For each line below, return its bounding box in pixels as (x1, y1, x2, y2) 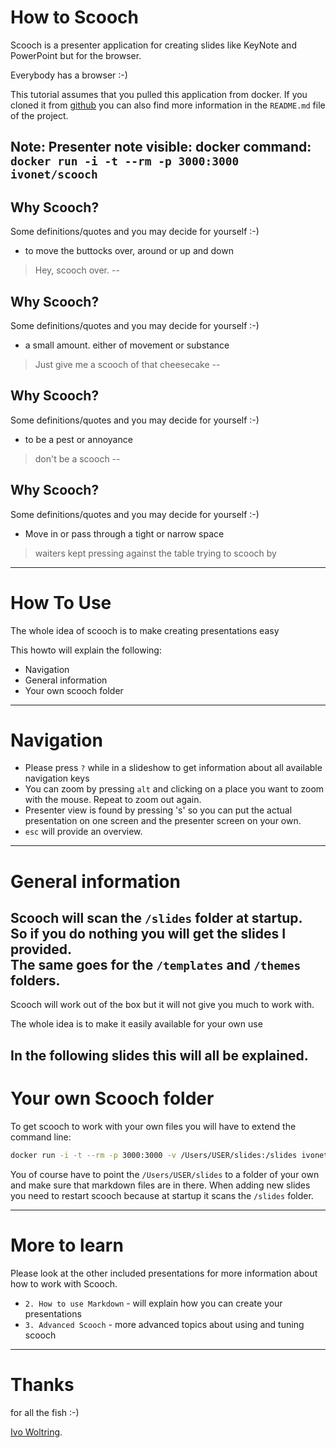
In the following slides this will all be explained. (10, 1047, 309, 1064)
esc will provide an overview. (24, 826, 143, 838)
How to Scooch (10, 6, 139, 29)
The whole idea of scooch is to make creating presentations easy (10, 624, 280, 636)
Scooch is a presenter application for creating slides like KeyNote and (10, 39, 297, 51)
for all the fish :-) (10, 1406, 80, 1418)
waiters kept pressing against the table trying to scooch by (34, 547, 277, 559)
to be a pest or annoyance (24, 433, 133, 445)
